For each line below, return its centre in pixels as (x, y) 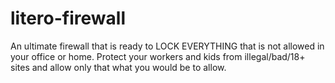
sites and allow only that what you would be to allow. (118, 67)
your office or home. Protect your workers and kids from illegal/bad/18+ (158, 56)
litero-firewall (68, 18)
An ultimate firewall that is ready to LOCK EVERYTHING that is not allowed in (167, 46)
